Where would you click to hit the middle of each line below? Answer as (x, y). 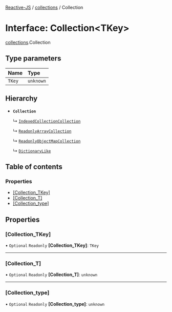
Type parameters (33, 59)
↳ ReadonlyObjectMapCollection (47, 141)
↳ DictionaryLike (32, 150)
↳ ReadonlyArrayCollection (42, 131)
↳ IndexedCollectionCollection (47, 121)
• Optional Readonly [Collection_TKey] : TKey (52, 245)
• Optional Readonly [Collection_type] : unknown (55, 304)
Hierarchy (21, 99)
